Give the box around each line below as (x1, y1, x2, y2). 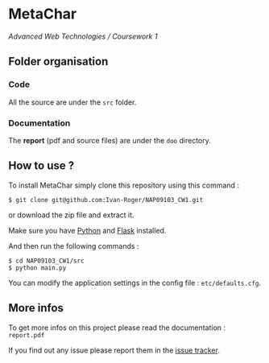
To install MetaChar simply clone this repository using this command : (8, 180, 240, 190)
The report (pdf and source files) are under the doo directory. (8, 135, 211, 145)
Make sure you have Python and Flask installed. (8, 225, 167, 235)
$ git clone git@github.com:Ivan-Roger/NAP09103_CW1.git (8, 196, 204, 204)
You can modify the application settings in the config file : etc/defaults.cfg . (8, 278, 262, 287)
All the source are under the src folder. (8, 97, 137, 107)
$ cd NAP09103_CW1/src (8, 257, 85, 265)
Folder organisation (8, 55, 109, 68)
